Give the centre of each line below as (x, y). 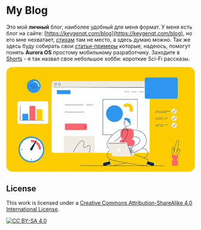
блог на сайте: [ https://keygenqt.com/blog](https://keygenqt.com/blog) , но (99, 33)
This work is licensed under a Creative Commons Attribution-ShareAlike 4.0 (99, 203)
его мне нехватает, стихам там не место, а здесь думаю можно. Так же (98, 39)
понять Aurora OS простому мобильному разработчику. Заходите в (93, 52)
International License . (33, 209)
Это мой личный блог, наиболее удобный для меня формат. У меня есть (99, 27)
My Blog (27, 10)
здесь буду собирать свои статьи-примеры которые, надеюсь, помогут (98, 46)
